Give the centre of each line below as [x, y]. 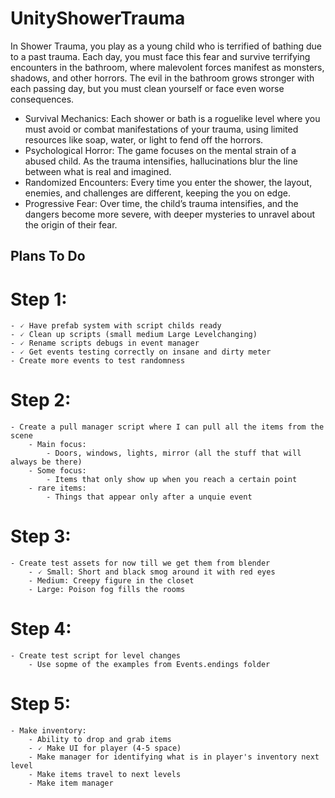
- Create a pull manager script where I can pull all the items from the [167, 427]
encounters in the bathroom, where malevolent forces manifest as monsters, [167, 67]
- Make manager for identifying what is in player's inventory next [174, 757]
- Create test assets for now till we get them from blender [140, 563]
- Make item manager [71, 783]
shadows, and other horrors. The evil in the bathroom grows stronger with [162, 78]
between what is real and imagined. [98, 171]
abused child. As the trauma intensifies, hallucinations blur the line [161, 161]
